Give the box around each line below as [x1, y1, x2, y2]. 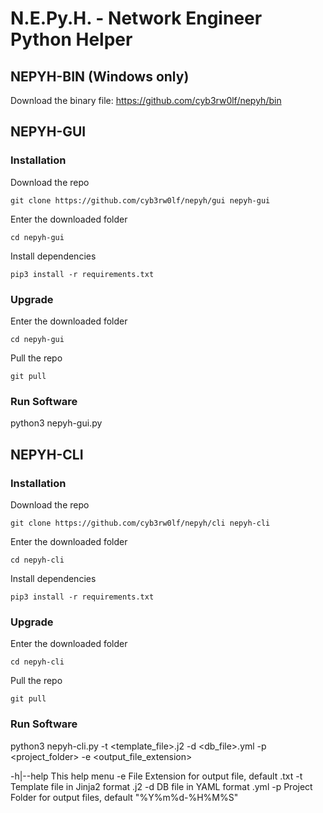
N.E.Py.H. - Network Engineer [10, 7, 263, 30]
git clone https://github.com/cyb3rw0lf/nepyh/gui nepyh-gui [10, 195, 271, 206]
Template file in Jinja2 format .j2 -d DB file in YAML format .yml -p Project [10, 780, 313, 792]
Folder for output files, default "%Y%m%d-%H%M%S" [10, 791, 239, 803]
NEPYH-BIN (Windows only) [10, 68, 190, 85]
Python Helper [10, 28, 133, 51]
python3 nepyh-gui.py [10, 417, 103, 429]
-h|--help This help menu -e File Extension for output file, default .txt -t [10, 770, 303, 782]
